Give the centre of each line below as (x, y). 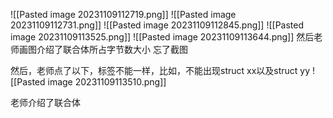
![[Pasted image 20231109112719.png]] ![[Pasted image (123, 14)
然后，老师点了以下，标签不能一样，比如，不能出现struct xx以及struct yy (160, 70)
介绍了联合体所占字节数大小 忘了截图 (112, 49)
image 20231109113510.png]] (107, 82)
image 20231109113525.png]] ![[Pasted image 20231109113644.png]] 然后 (162, 37)
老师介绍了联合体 (45, 102)
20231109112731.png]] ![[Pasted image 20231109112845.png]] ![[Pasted (157, 25)
